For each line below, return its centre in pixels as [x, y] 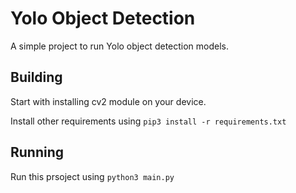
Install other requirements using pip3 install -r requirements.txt [148, 121]
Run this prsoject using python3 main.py [92, 176]
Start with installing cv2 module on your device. [108, 101]
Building [36, 77]
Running [37, 152]
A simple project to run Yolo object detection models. [120, 46]
